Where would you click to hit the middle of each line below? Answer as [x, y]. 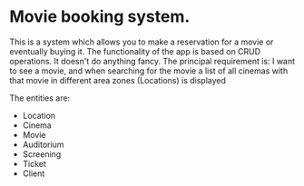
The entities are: [40, 98]
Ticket [34, 163]
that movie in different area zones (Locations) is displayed [118, 80]
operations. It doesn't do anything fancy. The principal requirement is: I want [152, 61]
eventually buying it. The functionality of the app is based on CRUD [135, 51]
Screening [42, 154]
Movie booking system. [100, 17]
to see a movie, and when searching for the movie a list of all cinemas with [149, 71]
